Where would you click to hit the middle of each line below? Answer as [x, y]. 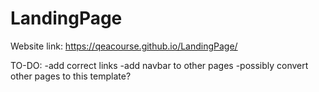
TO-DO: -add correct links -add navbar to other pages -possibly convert [159, 65]
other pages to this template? [71, 76]
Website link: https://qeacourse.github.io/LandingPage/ [124, 46]
